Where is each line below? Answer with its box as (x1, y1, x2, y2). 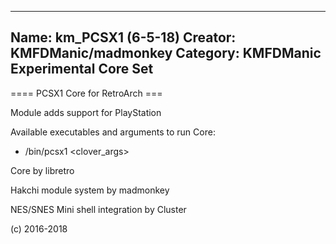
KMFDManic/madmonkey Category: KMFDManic (10, 45, 322, 62)
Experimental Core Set (10, 61, 154, 78)
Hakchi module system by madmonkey (10, 184, 170, 196)
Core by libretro (10, 164, 75, 176)
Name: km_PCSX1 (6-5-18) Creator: (10, 29, 237, 46)
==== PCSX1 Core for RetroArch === (10, 87, 163, 99)
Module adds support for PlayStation (10, 106, 162, 118)
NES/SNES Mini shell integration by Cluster (10, 203, 187, 215)
